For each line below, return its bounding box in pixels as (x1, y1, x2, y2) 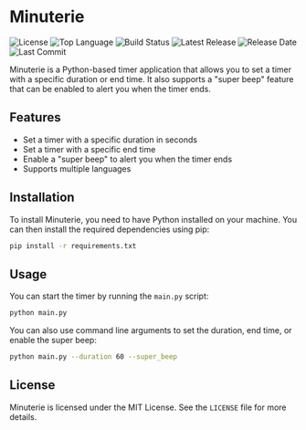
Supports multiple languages (22, 163, 132, 174)
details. (9, 411, 37, 422)
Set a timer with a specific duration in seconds (22, 134, 198, 145)
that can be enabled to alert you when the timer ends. (9, 83, 212, 94)
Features (9, 110, 61, 125)
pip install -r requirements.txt (9, 241, 137, 250)
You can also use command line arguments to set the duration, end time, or (9, 325, 292, 336)
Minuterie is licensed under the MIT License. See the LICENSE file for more (9, 402, 287, 413)
